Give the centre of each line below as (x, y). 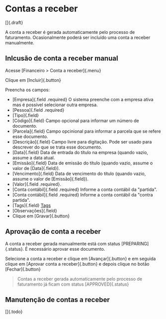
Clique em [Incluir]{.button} (33, 80)
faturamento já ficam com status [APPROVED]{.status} (73, 284)
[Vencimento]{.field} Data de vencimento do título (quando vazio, (79, 173)
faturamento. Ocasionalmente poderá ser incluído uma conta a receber (78, 37)
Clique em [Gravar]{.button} (41, 216)
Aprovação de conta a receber (53, 232)
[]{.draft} (14, 22)
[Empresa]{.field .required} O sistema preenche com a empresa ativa (83, 99)
